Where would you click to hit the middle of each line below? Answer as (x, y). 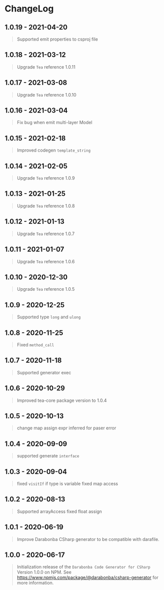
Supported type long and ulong (49, 317)
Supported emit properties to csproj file (57, 39)
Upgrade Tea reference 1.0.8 (46, 206)
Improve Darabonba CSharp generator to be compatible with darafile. (88, 539)
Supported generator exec (44, 372)
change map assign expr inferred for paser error (67, 428)
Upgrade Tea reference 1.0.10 (47, 95)
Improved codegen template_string (54, 150)
